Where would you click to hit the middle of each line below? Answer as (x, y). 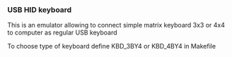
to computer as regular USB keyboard (63, 32)
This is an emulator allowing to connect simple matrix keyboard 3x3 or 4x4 (116, 25)
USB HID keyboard (40, 10)
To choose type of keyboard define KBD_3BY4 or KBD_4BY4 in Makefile (112, 46)
